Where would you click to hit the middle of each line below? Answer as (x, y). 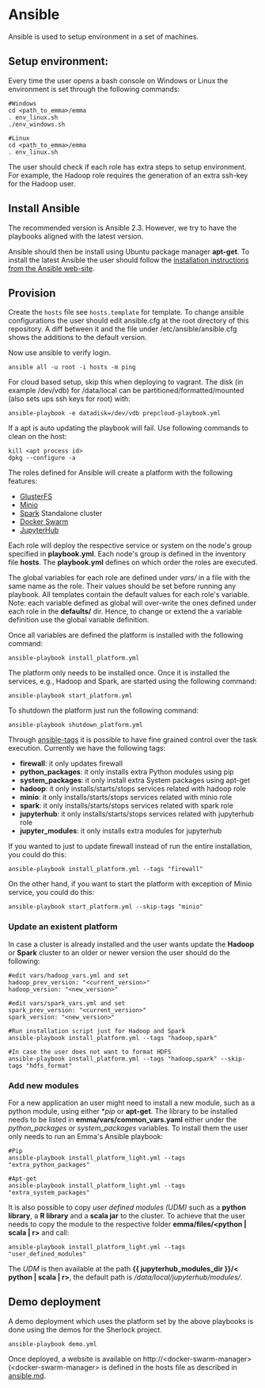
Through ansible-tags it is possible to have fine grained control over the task (132, 740)
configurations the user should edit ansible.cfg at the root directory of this (129, 321)
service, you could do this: (51, 893)
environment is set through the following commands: (94, 89)
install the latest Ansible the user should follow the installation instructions (129, 260)
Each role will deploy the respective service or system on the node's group (130, 545)
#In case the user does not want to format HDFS (90, 1052)
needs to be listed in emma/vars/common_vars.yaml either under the (123, 1119)
